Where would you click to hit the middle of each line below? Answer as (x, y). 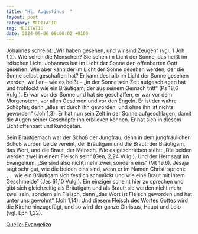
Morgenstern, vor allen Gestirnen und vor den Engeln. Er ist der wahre (92, 101)
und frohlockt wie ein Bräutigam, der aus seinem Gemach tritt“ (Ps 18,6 (92, 88)
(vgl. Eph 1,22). (24, 213)
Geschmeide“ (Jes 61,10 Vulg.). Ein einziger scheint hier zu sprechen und (95, 182)
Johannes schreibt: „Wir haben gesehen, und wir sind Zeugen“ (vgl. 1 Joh (95, 50)
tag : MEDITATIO (25, 28)
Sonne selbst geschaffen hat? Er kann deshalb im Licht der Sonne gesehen (98, 76)
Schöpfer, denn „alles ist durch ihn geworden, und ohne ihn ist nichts (90, 107)
